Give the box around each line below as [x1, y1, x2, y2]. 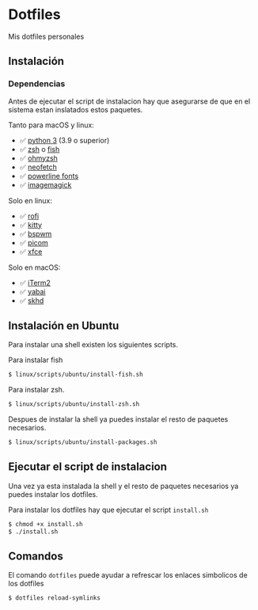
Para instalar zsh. [8, 385, 65, 395]
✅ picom [19, 237, 49, 247]
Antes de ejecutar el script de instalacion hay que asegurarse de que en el [8, 97, 251, 106]
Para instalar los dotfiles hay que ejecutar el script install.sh [8, 505, 209, 514]
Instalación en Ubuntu [8, 319, 120, 333]
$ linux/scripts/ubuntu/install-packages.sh [8, 438, 157, 446]
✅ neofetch [19, 162, 58, 172]
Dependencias [8, 78, 66, 89]
